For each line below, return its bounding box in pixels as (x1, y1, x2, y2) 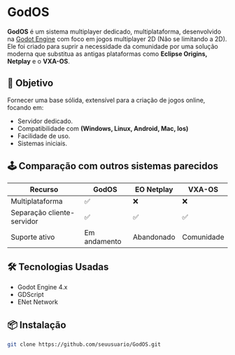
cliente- (48, 208, 76, 217)
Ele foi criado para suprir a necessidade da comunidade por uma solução (7, 42, 218, 50)
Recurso (29, 184, 59, 194)
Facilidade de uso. (17, 131, 71, 140)
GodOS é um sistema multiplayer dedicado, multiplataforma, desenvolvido (7, 27, 222, 36)
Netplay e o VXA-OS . (7, 57, 70, 65)
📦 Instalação (7, 319, 66, 331)
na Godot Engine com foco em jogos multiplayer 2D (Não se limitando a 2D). (7, 34, 227, 43)
